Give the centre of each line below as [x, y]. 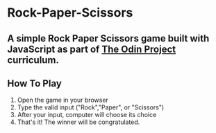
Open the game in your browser [63, 100]
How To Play [35, 83]
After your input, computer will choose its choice [87, 115]
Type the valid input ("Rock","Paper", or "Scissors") [91, 107]
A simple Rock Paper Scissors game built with [108, 38]
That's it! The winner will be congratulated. [78, 122]
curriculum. [33, 60]
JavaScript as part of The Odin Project [91, 49]
